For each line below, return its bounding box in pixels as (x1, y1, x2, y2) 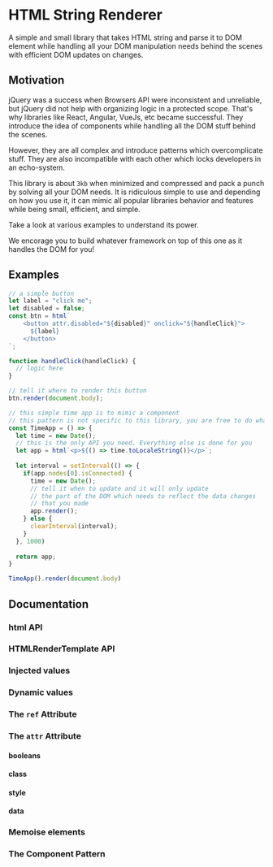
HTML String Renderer (8, 6, 162, 24)
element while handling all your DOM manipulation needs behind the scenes (8, 41, 263, 50)
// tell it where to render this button (8, 387, 148, 395)
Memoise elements (8, 826, 85, 838)
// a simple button (8, 289, 75, 297)
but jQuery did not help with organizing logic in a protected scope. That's (8, 103, 253, 113)
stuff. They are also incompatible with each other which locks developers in (8, 154, 262, 163)
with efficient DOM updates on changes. (8, 50, 144, 59)
